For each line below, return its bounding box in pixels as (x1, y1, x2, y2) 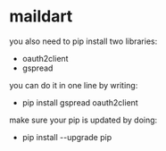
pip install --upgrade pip (21, 131, 112, 142)
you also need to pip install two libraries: (9, 36, 158, 46)
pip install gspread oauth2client (21, 96, 138, 108)
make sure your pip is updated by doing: (9, 114, 158, 125)
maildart (9, 6, 73, 27)
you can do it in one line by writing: (9, 80, 138, 90)
